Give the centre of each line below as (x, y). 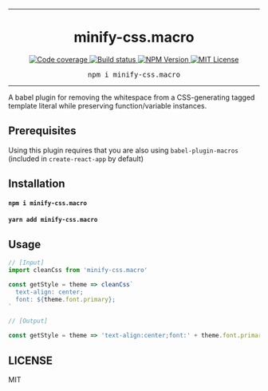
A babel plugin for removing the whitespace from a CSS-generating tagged (132, 97)
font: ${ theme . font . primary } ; (65, 299)
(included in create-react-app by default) (76, 158)
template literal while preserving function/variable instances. (108, 105)
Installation (37, 184)
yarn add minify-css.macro (53, 220)
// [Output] (28, 321)
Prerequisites (42, 131)
